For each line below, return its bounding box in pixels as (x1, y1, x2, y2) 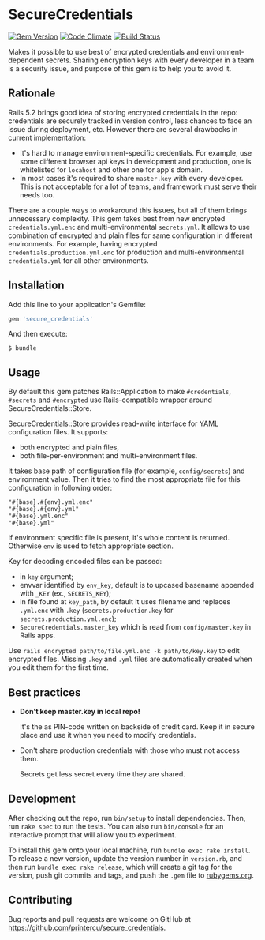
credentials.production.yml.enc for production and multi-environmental (8, 247, 244, 257)
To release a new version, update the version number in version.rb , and (8, 853, 243, 863)
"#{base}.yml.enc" (8, 512, 69, 521)
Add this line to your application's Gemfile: (8, 299, 146, 309)
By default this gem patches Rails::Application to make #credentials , (8, 387, 231, 397)
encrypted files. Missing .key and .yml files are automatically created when (8, 654, 252, 664)
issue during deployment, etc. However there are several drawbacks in (8, 124, 238, 133)
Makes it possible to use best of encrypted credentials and (8, 47, 200, 56)
